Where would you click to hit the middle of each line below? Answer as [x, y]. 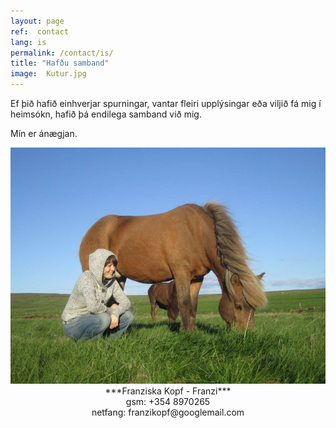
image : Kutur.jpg [48, 74]
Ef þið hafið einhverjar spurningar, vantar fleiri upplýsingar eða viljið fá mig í [166, 103]
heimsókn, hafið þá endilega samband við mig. [106, 114]
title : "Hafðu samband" [60, 63]
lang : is [28, 42]
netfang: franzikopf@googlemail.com [168, 412]
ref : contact [40, 31]
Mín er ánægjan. [44, 133]
